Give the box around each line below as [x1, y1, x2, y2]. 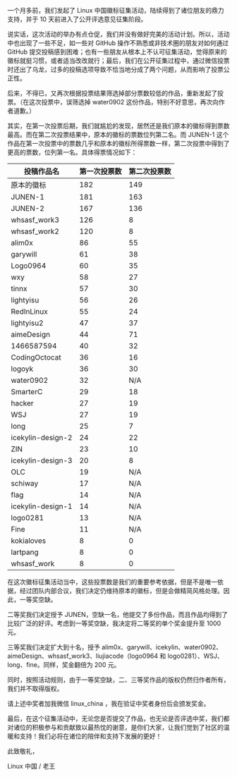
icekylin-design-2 [11, 433, 73, 442]
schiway [11, 479, 39, 488]
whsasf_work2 [11, 226, 60, 236]
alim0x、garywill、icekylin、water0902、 [101, 643, 223, 651]
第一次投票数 [79, 166, 122, 176]
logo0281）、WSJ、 [167, 651, 224, 660]
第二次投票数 [128, 166, 171, 176]
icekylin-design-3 [11, 455, 73, 465]
